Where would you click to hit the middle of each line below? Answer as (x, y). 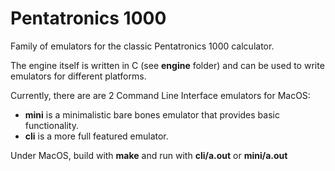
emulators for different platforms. (78, 76)
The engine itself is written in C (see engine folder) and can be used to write (167, 65)
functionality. (51, 125)
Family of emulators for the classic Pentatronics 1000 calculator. (142, 46)
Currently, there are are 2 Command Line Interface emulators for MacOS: (160, 95)
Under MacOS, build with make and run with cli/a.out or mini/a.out (149, 155)
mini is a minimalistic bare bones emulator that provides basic (152, 114)
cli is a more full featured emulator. (96, 136)
